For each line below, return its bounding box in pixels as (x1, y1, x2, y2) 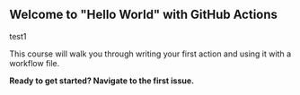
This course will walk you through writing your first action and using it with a (9, 48, 292, 59)
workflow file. (9, 57, 60, 68)
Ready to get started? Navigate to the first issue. (9, 75, 195, 86)
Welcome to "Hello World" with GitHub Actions (9, 7, 278, 22)
